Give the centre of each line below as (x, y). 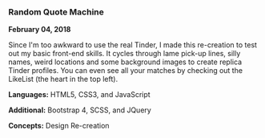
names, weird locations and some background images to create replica (125, 62)
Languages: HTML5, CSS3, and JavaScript (79, 95)
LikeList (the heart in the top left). (63, 79)
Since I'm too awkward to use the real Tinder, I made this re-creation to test (133, 45)
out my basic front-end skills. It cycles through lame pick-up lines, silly (124, 54)
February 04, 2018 (40, 30)
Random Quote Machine (56, 12)
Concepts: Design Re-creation (59, 126)
